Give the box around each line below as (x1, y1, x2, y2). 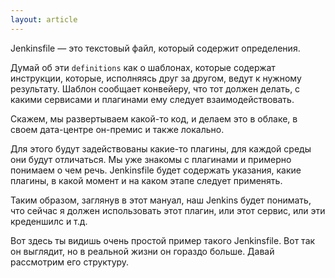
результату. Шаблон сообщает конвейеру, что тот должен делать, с (10, 82, 301, 95)
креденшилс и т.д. (10, 215, 88, 227)
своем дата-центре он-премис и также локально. (10, 123, 225, 135)
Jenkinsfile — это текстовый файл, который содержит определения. (10, 42, 301, 54)
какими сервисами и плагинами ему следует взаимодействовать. (10, 93, 295, 105)
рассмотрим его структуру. (10, 256, 130, 268)
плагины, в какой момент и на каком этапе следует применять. (10, 174, 283, 186)
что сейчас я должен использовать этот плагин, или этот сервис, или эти (10, 204, 326, 216)
